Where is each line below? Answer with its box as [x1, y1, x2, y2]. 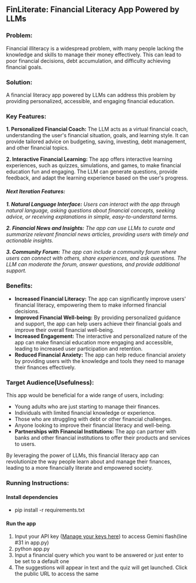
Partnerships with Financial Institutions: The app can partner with [14, 428, 177, 435]
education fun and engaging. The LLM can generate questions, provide [6, 168, 178, 175]
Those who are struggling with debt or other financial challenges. [14, 416, 173, 423]
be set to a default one [14, 558, 69, 565]
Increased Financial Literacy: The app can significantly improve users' [14, 295, 186, 302]
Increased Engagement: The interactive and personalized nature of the [14, 333, 187, 340]
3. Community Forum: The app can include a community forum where [6, 249, 177, 256]
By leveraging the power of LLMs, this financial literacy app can [6, 452, 159, 459]
